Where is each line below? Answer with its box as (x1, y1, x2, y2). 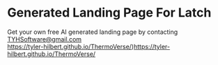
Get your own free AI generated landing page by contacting (7, 28, 178, 36)
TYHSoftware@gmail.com (7, 35, 82, 43)
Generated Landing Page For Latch (7, 5, 212, 21)
